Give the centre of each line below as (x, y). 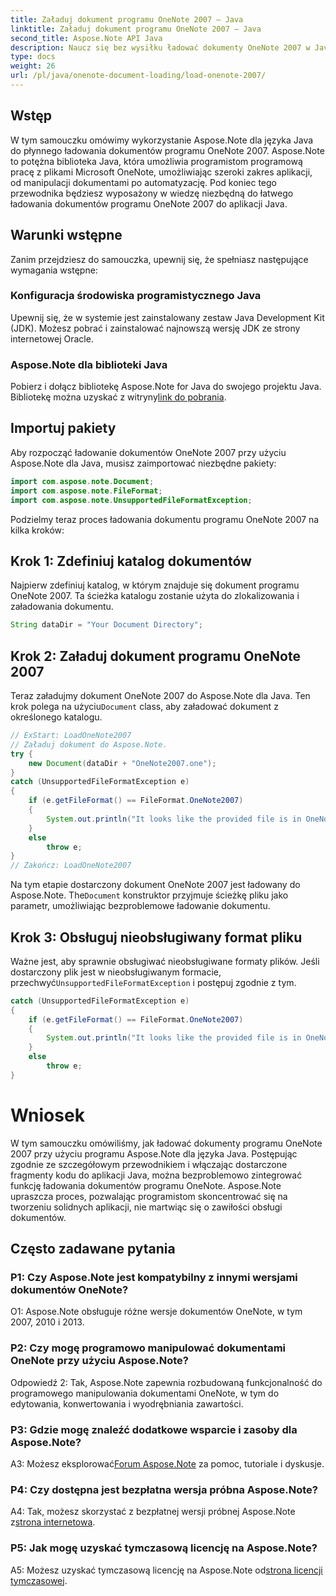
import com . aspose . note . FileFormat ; (86, 491)
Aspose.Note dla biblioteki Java (89, 364)
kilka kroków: (37, 530)
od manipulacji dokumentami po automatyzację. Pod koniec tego (143, 182)
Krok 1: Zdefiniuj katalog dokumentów (131, 561)
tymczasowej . (39, 1580)
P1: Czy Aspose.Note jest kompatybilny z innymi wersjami (154, 1278)
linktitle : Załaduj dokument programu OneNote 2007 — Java (136, 29)
